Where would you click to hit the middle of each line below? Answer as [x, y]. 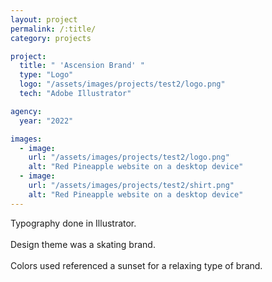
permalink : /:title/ [53, 29]
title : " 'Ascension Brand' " [82, 66]
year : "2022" [46, 121]
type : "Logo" [46, 75]
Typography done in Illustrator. [73, 223]
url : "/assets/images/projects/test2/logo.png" [129, 157]
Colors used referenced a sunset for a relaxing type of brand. [136, 265]
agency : [26, 111]
